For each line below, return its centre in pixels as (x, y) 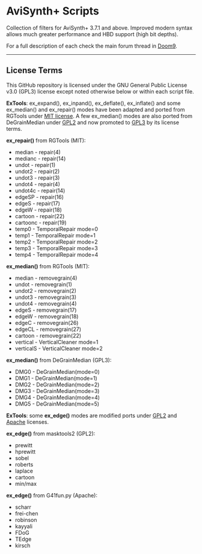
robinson (26, 520)
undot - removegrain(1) (43, 284)
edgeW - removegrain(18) (47, 316)
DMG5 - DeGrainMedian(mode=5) (57, 404)
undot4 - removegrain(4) (46, 303)
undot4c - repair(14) (40, 190)
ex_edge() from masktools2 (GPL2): (51, 433)
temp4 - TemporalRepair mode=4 (57, 254)
